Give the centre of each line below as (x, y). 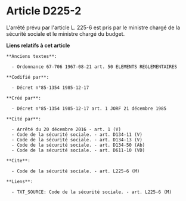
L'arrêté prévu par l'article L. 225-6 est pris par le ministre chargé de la (93, 27)
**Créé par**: (24, 98)
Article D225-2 (44, 11)
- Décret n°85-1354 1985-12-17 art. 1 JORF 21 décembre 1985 (89, 109)
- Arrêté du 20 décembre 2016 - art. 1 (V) (66, 129)
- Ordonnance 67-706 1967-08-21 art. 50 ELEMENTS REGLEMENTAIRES (94, 67)
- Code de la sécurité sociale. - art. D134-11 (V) (77, 134)
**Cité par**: (24, 119)
